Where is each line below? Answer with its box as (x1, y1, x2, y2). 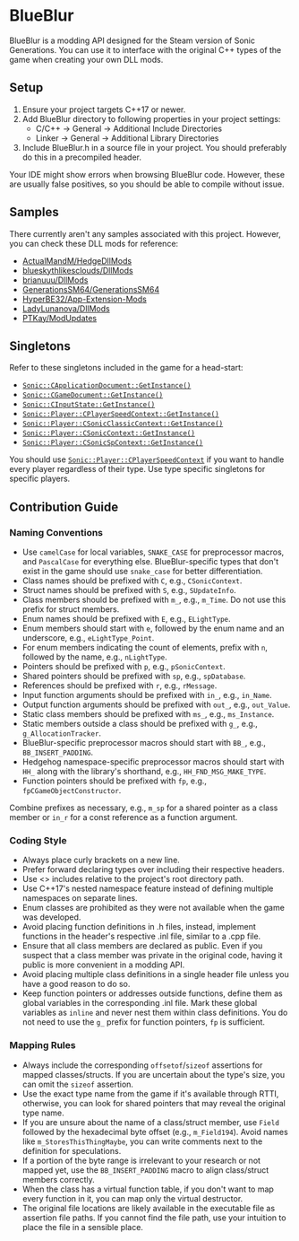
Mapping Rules (9, 1039, 76, 1052)
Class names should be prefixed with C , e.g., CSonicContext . (21, 575, 243, 586)
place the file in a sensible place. (21, 1221, 143, 1232)
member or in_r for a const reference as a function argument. (9, 812, 238, 823)
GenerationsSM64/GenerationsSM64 (21, 284, 159, 294)
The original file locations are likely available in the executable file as (21, 1202, 276, 1213)
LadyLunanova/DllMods (21, 302, 110, 314)
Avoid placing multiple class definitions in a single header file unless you (21, 969, 289, 980)
